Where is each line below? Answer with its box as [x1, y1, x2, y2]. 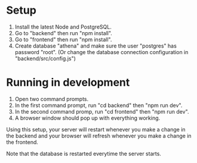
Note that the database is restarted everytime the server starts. [6, 150, 161, 157]
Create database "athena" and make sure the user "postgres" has [14, 42, 177, 49]
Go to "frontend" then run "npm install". [14, 36, 112, 43]
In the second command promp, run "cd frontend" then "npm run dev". [14, 108, 189, 115]
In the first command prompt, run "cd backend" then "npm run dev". [14, 102, 183, 109]
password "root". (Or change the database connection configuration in [14, 48, 189, 55]
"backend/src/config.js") [14, 55, 76, 62]
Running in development [6, 76, 130, 89]
